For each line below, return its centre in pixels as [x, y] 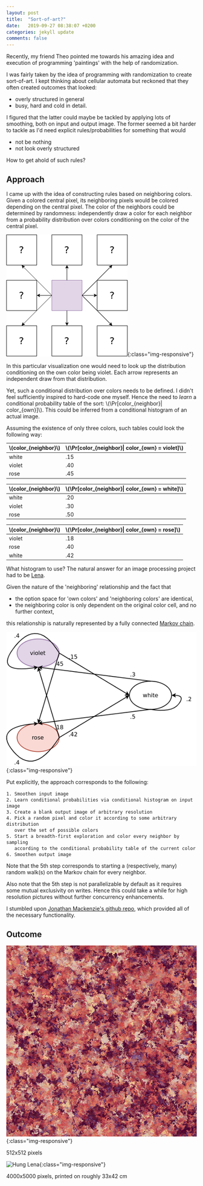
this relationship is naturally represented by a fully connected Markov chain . [101, 623]
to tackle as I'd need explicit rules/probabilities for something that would [96, 130]
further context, [34, 612]
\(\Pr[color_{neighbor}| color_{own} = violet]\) [124, 448]
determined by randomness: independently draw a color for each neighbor [99, 213]
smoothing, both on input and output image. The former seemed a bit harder [101, 124]
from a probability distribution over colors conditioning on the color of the [98, 219]
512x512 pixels [24, 1153]
